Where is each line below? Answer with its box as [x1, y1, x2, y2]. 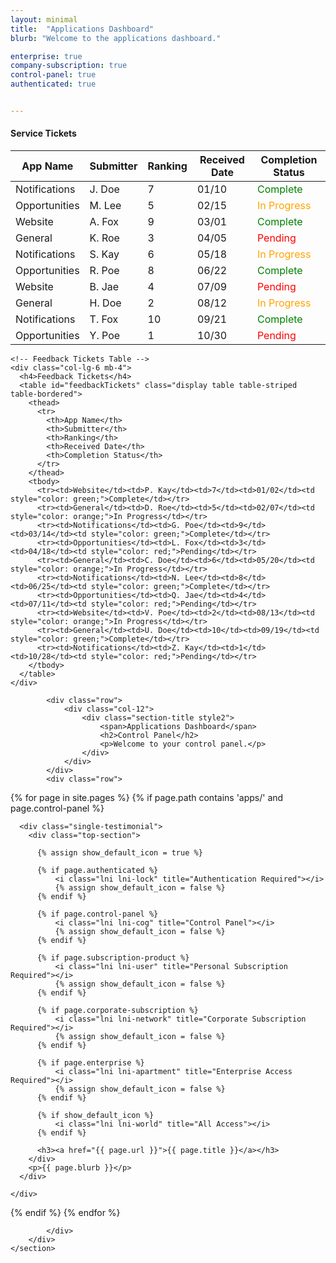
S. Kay [89, 247, 120, 261]
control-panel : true [10, 70, 97, 80]
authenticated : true [10, 79, 97, 90]
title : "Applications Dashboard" [10, 24, 155, 34]
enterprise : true [10, 51, 83, 61]
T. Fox [89, 312, 119, 326]
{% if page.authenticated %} [36, 866, 159, 876]
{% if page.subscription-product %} [36, 953, 190, 963]
